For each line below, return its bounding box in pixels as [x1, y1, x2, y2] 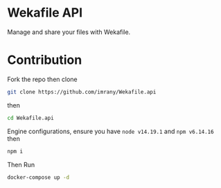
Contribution [7, 52, 82, 68]
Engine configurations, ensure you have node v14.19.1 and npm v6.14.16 [7, 127, 214, 135]
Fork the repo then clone [7, 75, 78, 83]
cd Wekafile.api [7, 114, 54, 121]
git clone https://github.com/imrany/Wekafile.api [7, 88, 157, 95]
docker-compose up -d [7, 173, 70, 181]
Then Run [7, 160, 35, 169]
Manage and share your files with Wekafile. [7, 28, 131, 36]
